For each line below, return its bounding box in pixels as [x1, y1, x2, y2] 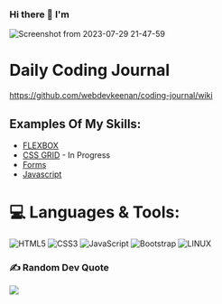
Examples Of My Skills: [9, 116, 142, 132]
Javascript [22, 169, 62, 180]
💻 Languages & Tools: [9, 202, 180, 223]
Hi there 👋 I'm [9, 8, 70, 21]
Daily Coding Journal [9, 60, 171, 80]
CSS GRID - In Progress [22, 150, 111, 161]
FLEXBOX [22, 140, 59, 152]
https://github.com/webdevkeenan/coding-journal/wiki [9, 90, 214, 101]
